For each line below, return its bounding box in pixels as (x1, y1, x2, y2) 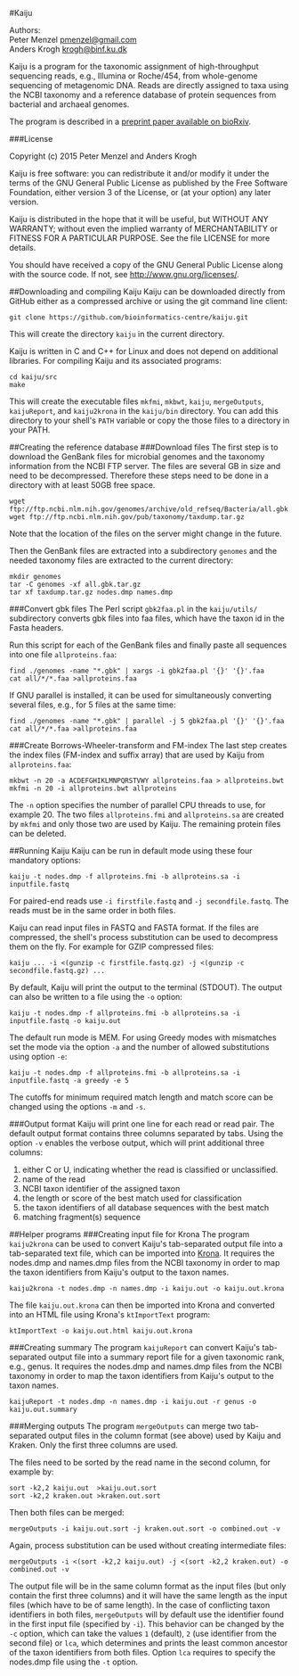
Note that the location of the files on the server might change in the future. (9, 528, 282, 539)
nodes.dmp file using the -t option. (9, 1656, 138, 1667)
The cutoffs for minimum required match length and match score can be (9, 1092, 274, 1102)
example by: (9, 1466, 54, 1477)
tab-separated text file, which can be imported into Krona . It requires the (9, 1248, 276, 1259)
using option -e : (9, 1052, 68, 1061)
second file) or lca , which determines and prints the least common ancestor (9, 1638, 288, 1648)
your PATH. (9, 425, 51, 435)
